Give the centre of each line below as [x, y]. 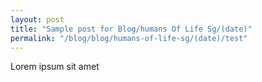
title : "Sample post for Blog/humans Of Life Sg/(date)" [131, 29]
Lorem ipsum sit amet [55, 67]
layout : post [37, 19]
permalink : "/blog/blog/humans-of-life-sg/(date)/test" [129, 38]
